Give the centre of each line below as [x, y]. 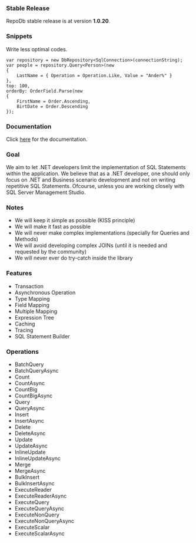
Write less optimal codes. [37, 49]
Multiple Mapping [36, 311]
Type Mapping [32, 298]
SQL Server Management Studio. [46, 192]
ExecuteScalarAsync [39, 534]
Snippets [19, 37]
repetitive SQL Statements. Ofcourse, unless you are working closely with [95, 186]
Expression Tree [34, 317]
